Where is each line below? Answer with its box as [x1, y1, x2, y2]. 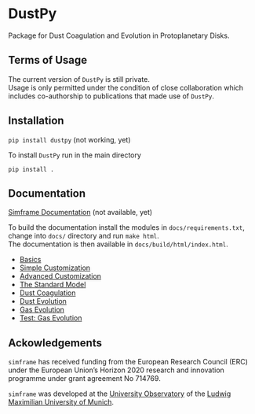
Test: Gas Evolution [19, 313, 82, 323]
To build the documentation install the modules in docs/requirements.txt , [8, 223, 246, 232]
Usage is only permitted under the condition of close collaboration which [8, 83, 244, 92]
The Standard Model [19, 280, 86, 290]
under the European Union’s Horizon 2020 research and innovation [8, 365, 225, 375]
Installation [8, 114, 64, 128]
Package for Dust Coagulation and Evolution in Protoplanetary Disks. [8, 31, 230, 40]
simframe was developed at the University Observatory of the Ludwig [8, 389, 231, 398]
